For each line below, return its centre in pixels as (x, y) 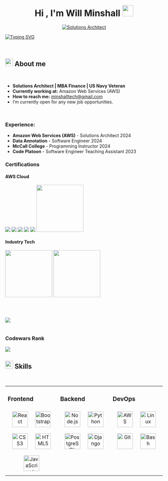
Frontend (21, 399)
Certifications (22, 164)
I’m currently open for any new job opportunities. (63, 102)
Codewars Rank (25, 338)
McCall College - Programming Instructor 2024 (61, 146)
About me (30, 64)
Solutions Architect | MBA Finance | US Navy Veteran (69, 86)
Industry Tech (20, 242)
